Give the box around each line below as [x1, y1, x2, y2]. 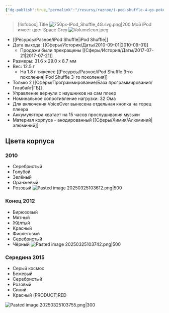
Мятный [12, 214, 30, 220]
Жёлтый [12, 220, 30, 226]
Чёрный [12, 241, 30, 247]
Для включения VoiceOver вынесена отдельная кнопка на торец [12, 100, 152, 107]
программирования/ [108, 79, 153, 85]
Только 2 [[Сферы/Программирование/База [12, 79, 108, 85]
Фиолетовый [12, 230, 40, 236]
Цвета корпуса [5, 137, 54, 145]
